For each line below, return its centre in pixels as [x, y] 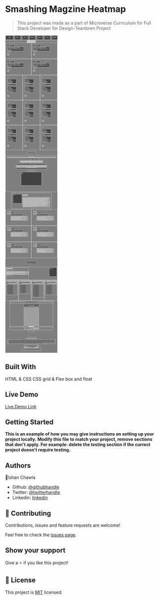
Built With [20, 367]
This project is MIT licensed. [34, 592]
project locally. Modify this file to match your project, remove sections [79, 439]
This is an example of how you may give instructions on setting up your [80, 434]
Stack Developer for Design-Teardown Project [64, 28]
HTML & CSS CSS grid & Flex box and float [49, 379]
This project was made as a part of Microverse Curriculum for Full [84, 23]
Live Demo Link [21, 406]
